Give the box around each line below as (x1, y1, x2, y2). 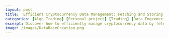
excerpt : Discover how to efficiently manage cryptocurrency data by (5, 21, 154, 26)
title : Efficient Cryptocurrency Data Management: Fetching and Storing (5, 12, 163, 17)
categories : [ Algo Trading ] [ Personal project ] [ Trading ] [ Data (5, 16, 143, 21)
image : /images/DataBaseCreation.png (5, 26, 84, 31)
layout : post (5, 7, 33, 12)
